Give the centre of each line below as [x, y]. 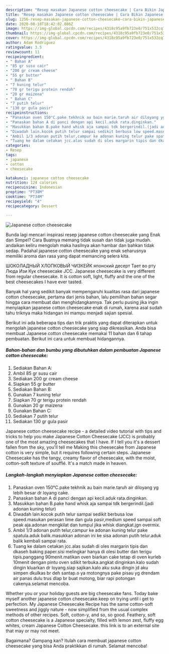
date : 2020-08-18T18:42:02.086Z [39, 24]
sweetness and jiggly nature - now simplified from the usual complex [77, 610]
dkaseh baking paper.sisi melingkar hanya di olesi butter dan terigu [82, 552]
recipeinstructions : [27, 113]
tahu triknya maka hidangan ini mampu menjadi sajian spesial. [69, 313]
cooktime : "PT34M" [25, 197]
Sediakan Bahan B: [32, 389]
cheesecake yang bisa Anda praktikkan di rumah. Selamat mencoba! [76, 646]
